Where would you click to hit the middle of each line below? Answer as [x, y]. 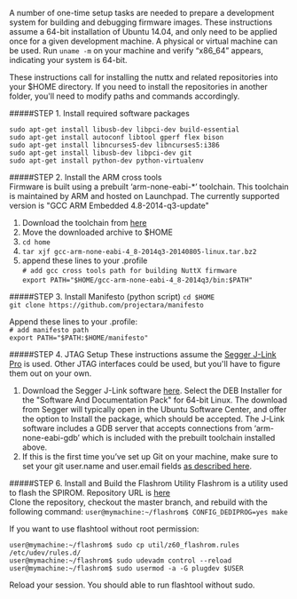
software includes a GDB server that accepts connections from [137, 428]
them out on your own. [51, 373]
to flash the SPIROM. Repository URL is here [90, 493]
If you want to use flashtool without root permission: [104, 529]
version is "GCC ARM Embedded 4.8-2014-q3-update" [109, 205]
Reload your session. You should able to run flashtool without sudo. [132, 585]
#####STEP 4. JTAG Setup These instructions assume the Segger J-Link [143, 354]
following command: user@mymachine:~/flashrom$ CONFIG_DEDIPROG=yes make [148, 511]
